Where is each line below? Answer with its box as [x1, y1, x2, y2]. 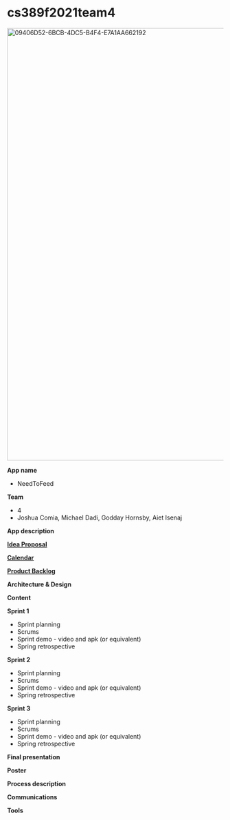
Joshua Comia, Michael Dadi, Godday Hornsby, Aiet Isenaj [16, 513, 183, 522]
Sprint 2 [7, 655, 31, 664]
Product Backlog [7, 566, 56, 575]
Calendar [7, 553, 34, 562]
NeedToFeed [16, 479, 54, 487]
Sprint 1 [7, 606, 30, 615]
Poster [7, 766, 27, 775]
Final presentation [7, 752, 60, 761]
